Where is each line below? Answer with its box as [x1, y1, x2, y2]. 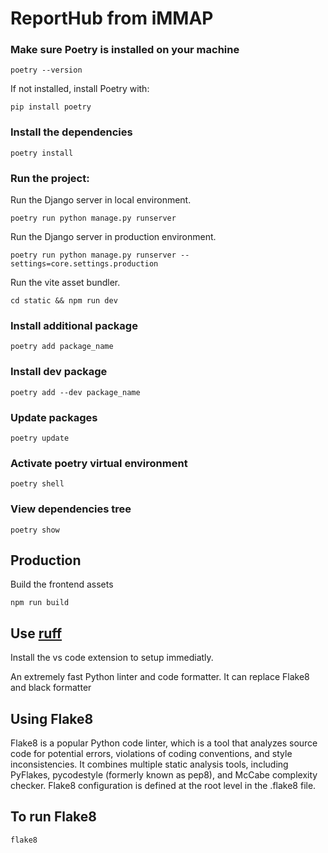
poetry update [10, 433, 70, 443]
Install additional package [10, 319, 138, 332]
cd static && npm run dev [10, 296, 118, 306]
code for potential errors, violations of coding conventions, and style [10, 748, 293, 759]
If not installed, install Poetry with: [10, 83, 150, 95]
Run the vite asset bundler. [10, 277, 121, 289]
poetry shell [10, 479, 65, 489]
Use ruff [10, 625, 63, 642]
